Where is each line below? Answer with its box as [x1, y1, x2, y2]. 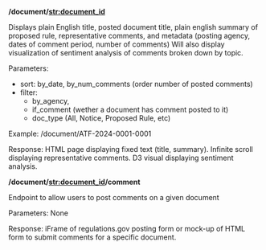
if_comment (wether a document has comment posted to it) [31, 105, 229, 114]
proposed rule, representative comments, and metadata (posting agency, [8, 31, 251, 40]
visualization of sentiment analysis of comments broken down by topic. [8, 48, 243, 57]
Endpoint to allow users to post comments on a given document [8, 193, 219, 202]
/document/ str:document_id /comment [8, 177, 141, 186]
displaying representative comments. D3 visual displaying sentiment [8, 153, 235, 162]
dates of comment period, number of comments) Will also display [8, 39, 225, 49]
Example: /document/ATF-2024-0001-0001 [8, 129, 152, 138]
